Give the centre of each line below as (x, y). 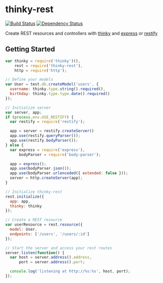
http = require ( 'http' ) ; (41, 70)
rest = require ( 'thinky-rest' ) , (48, 66)
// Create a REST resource (34, 220)
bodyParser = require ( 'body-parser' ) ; (60, 154)
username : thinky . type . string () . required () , (58, 89)
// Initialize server (28, 108)
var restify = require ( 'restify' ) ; (47, 122)
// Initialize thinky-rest (34, 192)
